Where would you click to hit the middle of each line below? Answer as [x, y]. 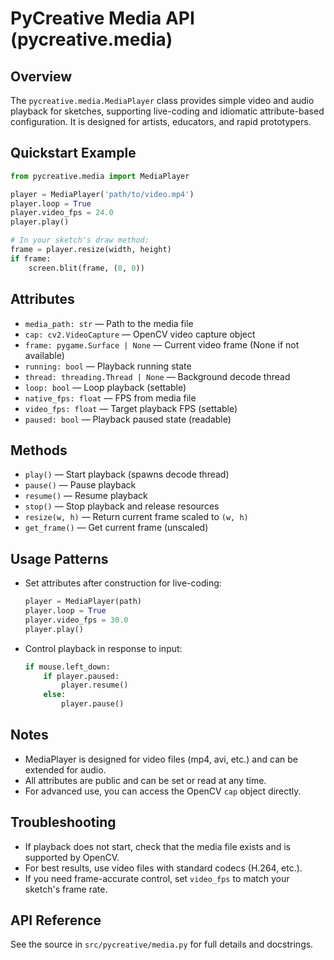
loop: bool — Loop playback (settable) [105, 387]
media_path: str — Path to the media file [109, 323]
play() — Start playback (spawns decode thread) [127, 474]
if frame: [31, 258]
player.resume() [95, 685]
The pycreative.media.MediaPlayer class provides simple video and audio [162, 100]
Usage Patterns [59, 558]
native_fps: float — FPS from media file [110, 398]
